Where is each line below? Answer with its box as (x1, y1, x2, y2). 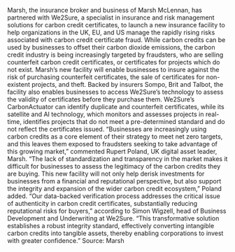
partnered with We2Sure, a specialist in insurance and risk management (7, 13, 215, 22)
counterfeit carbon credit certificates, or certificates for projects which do (7, 58, 220, 66)
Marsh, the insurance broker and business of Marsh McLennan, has (7, 6, 203, 14)
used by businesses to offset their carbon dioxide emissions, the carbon (7, 43, 215, 51)
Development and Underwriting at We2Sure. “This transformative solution (7, 214, 220, 223)
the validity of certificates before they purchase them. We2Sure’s (7, 95, 194, 104)
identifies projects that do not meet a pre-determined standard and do (23, 118, 225, 125)
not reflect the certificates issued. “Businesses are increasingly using (7, 125, 207, 133)
